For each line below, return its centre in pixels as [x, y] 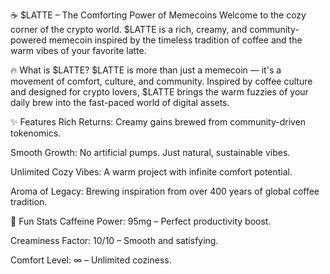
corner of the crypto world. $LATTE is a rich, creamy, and [129, 29]
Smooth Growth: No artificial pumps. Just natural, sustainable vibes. [150, 152]
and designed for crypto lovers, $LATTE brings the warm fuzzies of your [159, 92]
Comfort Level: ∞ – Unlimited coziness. [91, 260]
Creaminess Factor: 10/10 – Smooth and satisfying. [114, 240]
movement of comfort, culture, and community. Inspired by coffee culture [161, 81]
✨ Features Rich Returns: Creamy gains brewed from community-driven [158, 122]
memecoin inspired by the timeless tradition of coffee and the [175, 40]
